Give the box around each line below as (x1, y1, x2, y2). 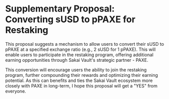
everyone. (5, 88, 26, 94)
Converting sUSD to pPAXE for (5, 14, 136, 25)
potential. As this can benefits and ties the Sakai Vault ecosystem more (5, 77, 153, 83)
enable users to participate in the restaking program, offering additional (5, 51, 154, 58)
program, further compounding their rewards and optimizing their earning (5, 72, 158, 78)
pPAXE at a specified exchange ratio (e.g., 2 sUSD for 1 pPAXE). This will (5, 46, 156, 52)
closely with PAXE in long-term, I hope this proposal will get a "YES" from (5, 82, 158, 88)
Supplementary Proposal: (5, 3, 115, 15)
